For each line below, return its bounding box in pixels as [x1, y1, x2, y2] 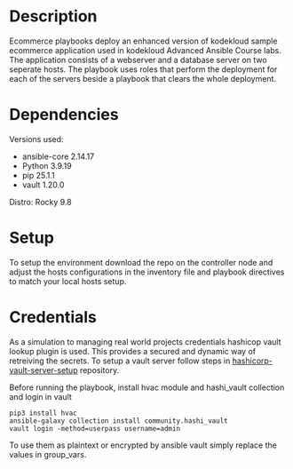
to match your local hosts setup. [9, 275, 127, 286]
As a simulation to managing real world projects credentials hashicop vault [9, 336, 281, 347]
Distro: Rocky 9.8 [9, 196, 73, 207]
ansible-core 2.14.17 [21, 151, 95, 162]
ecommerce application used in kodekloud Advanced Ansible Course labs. [9, 44, 282, 55]
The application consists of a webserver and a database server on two [9, 54, 268, 65]
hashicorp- [232, 355, 273, 366]
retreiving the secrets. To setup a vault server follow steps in [9, 355, 231, 366]
